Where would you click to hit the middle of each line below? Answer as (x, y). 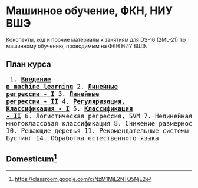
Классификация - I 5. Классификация (70, 108)
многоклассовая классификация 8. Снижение (81, 123)
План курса (29, 65)
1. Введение (30, 79)
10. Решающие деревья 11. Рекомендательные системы (98, 131)
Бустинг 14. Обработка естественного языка (82, 138)
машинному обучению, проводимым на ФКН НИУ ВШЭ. (77, 46)
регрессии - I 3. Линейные (53, 94)
